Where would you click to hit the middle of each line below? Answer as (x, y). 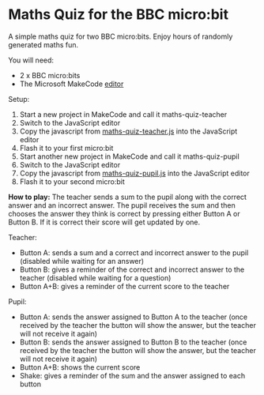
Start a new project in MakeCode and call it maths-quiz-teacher (123, 114)
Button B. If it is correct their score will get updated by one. (104, 222)
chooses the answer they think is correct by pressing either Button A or (124, 213)
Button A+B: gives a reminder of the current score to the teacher (124, 286)
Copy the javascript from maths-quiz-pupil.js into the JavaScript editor (135, 173)
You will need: (31, 60)
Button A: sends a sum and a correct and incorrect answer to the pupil (134, 252)
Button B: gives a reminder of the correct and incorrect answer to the (132, 269)
